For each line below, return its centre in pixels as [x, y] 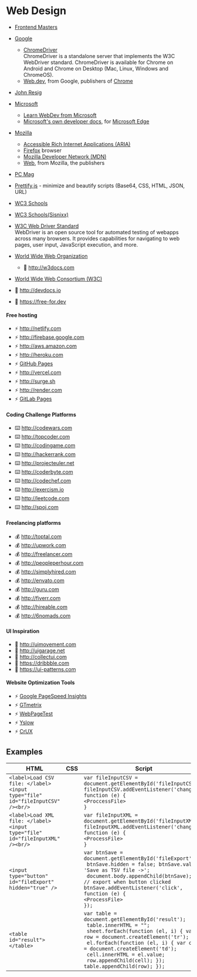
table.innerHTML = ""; [118, 925]
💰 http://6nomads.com [43, 615]
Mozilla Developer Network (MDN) [65, 156]
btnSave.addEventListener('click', [133, 887]
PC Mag [24, 174]
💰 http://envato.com [39, 580]
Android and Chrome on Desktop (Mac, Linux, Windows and [96, 68]
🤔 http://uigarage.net [40, 651]
